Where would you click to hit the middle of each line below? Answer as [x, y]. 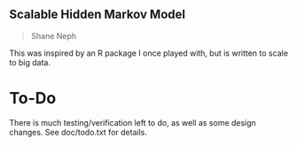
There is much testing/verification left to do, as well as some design [133, 122]
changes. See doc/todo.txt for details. [78, 132]
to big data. [30, 62]
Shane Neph [54, 35]
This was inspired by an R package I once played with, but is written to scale [148, 53]
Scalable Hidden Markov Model [98, 15]
